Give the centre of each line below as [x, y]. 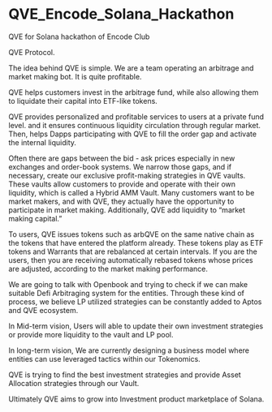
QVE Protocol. [32, 52]
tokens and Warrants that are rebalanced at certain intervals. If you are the [133, 251]
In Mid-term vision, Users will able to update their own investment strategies [136, 326]
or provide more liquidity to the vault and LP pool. [91, 334]
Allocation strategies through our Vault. [74, 383]
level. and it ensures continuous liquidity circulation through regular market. [135, 125]
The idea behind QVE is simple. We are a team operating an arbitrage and [131, 68]
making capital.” [35, 218]
